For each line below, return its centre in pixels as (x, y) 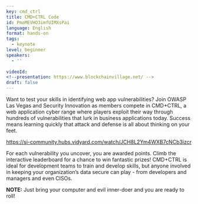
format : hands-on (27, 34)
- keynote (23, 45)
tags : (13, 39)
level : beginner (26, 50)
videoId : (17, 72)
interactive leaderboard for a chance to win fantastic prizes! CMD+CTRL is (97, 160)
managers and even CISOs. (39, 178)
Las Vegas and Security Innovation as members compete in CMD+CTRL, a (96, 106)
